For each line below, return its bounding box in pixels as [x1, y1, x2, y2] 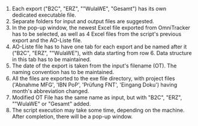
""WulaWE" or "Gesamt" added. [11, 100, 91, 107]
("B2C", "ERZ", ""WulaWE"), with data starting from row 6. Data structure [11, 50, 192, 56]
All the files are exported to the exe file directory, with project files [11, 75, 175, 82]
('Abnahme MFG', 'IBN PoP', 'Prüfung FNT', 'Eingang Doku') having [11, 81, 178, 88]
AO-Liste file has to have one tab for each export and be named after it [11, 43, 187, 50]
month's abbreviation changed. [11, 88, 89, 94]
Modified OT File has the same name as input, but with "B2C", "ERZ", [11, 94, 182, 101]
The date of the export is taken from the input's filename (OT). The [11, 62, 177, 69]
